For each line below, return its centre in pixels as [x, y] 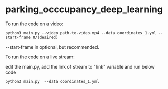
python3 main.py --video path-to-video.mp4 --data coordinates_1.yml [81, 33]
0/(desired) [45, 37]
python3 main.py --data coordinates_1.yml [52, 81]
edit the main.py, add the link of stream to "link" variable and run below [80, 66]
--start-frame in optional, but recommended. [52, 47]
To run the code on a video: [34, 24]
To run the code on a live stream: [40, 57]
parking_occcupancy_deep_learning [84, 9]
